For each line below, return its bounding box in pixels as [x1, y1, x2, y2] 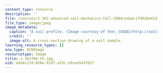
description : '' [5, 12, 38, 16]
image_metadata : [5, 25, 38, 30]
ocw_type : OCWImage [5, 47, 45, 52]
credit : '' [9, 34, 32, 39]
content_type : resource [5, 7, 53, 12]
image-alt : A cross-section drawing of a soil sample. [9, 38, 123, 43]
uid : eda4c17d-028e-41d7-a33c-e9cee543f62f [5, 61, 95, 65]
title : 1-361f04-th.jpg [5, 56, 53, 61]
